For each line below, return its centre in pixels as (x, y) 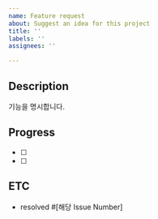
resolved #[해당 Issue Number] (71, 207)
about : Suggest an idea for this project (79, 24)
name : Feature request (47, 16)
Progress (32, 133)
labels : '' (27, 39)
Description (38, 86)
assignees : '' (32, 46)
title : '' (25, 31)
